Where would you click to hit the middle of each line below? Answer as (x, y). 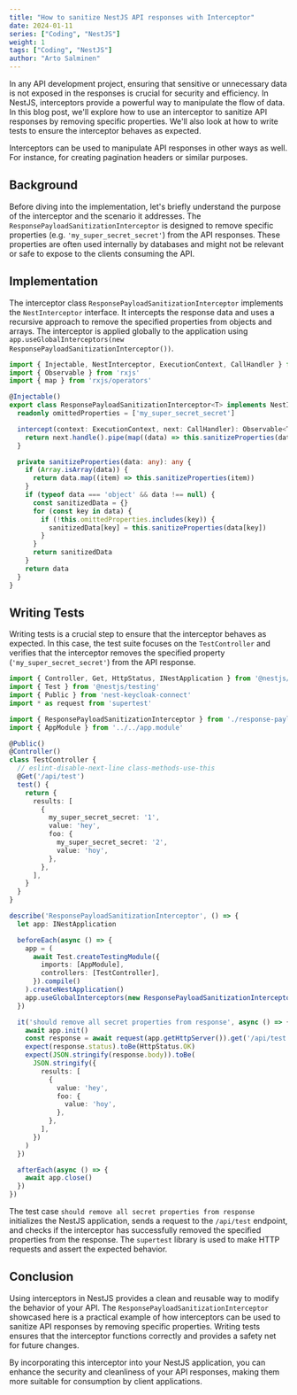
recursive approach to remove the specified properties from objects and (141, 322)
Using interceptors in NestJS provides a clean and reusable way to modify (145, 1298)
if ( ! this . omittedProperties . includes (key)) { (128, 519)
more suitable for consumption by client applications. (106, 1381)
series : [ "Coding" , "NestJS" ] (65, 34)
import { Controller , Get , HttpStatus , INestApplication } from (130, 678)
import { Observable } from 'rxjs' (75, 373)
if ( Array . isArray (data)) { (76, 470)
